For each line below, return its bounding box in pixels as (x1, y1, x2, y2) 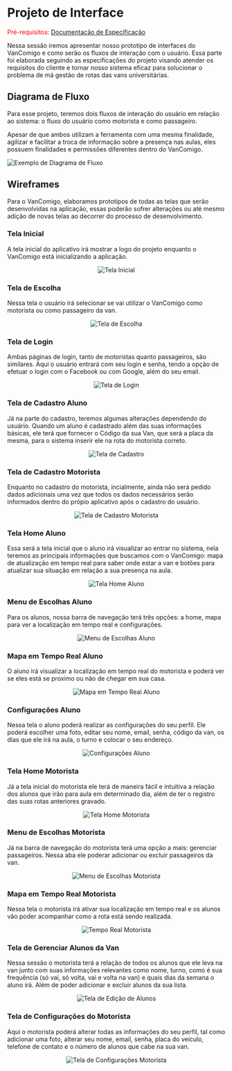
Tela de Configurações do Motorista (7, 1012, 131, 1022)
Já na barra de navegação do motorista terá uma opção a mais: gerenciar (7, 843, 217, 852)
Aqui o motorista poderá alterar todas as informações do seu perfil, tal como (7, 1027, 226, 1036)
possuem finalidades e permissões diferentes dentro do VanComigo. (7, 144, 203, 153)
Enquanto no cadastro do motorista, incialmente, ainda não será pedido (7, 483, 211, 491)
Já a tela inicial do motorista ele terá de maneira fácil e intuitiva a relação (7, 782, 215, 790)
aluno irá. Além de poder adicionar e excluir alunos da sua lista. (7, 981, 188, 989)
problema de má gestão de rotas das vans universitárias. (7, 71, 170, 79)
